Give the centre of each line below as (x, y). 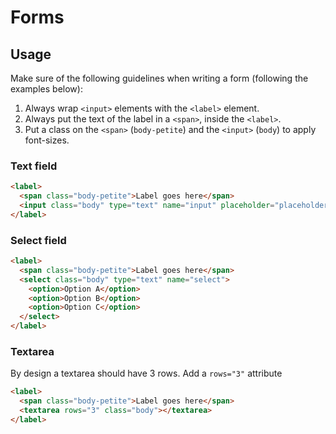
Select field (38, 240)
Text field (34, 166)
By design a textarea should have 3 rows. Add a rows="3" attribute (146, 373)
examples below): (46, 89)
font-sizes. (47, 140)
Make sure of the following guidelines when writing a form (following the (159, 78)
